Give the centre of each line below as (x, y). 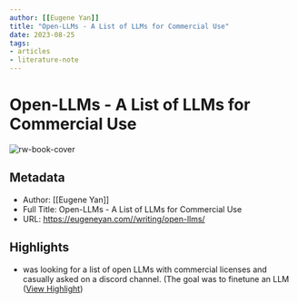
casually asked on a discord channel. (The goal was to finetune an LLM (156, 279)
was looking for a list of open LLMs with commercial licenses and (145, 269)
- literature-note (44, 60)
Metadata (37, 178)
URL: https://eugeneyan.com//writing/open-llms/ (114, 219)
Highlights (40, 247)
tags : (20, 43)
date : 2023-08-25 (42, 34)
